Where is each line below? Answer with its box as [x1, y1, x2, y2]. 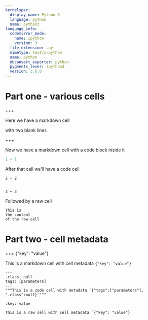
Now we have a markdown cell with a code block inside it [5, 147, 125, 153]
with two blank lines [5, 127, 47, 133]
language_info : [5, 26, 38, 31]
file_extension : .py [10, 45, 53, 50]
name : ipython [14, 36, 44, 41]
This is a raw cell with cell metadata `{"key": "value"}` [5, 310, 133, 315]
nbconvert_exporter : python [10, 59, 69, 65]
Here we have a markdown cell [5, 117, 70, 123]
